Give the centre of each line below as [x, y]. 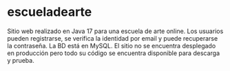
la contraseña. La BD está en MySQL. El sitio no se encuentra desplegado [112, 45]
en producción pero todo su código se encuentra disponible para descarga [114, 53]
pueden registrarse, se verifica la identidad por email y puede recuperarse [113, 38]
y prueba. [21, 60]
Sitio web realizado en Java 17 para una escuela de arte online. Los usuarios [115, 31]
